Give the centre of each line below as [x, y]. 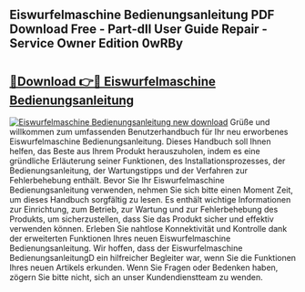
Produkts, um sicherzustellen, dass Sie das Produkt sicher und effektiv [142, 219]
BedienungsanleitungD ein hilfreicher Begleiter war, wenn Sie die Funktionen [153, 258]
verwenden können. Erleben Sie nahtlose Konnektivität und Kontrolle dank [148, 229]
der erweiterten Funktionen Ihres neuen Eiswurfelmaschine [120, 238]
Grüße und [250, 122]
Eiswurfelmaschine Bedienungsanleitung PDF [142, 15]
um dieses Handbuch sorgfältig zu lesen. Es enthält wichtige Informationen [150, 199]
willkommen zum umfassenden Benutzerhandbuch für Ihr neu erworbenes [149, 132]
